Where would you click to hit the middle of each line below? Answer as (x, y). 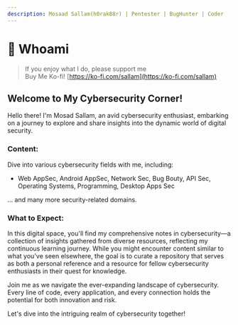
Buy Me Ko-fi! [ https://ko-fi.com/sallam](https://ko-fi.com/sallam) (120, 76)
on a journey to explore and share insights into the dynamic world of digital (117, 123)
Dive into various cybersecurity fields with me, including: (91, 165)
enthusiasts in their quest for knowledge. (67, 271)
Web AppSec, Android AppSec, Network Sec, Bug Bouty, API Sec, (114, 178)
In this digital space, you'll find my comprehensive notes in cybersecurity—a (119, 233)
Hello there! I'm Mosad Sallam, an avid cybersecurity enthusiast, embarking (118, 116)
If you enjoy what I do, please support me (86, 69)
